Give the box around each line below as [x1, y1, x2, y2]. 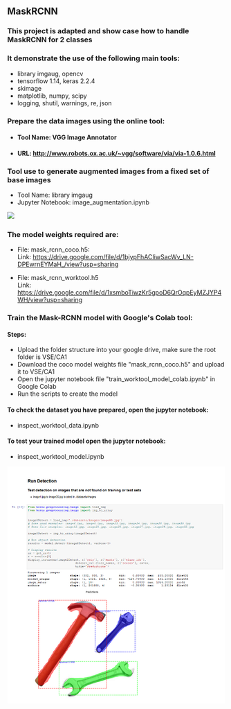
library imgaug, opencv [17, 69, 84, 78]
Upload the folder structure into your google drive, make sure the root [17, 346, 216, 354]
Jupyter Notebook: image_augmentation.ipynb [17, 198, 150, 207]
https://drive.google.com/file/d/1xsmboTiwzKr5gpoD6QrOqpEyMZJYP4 [17, 288, 222, 297]
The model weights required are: [7, 229, 119, 239]
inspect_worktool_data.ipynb [17, 421, 99, 429]
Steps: [7, 330, 26, 338]
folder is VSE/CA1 [17, 353, 67, 361]
